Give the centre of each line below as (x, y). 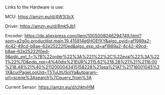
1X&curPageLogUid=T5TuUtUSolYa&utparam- (52, 72)
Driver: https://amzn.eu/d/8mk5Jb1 (40, 26)
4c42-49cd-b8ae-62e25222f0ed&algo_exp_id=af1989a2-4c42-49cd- (77, 46)
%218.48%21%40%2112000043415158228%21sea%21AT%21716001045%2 (82, 67)
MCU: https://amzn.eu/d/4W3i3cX (40, 16)
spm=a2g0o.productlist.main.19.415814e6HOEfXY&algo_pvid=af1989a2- (78, 41)
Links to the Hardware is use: (35, 7)
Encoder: (14, 36)
